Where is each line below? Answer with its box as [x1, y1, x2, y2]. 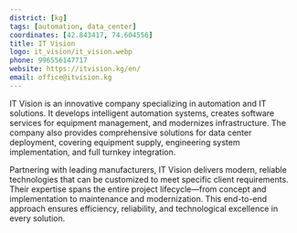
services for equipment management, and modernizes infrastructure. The [9, 117, 286, 128]
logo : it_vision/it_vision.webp [9, 48, 133, 57]
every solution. [9, 212, 66, 224]
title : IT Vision [9, 38, 76, 48]
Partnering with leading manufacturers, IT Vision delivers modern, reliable [9, 164, 288, 175]
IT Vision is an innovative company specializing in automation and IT [9, 98, 267, 109]
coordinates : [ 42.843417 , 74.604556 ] [9, 30, 154, 39]
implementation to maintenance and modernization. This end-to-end [9, 193, 268, 204]
